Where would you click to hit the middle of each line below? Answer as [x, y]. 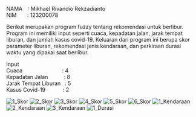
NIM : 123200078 [32, 15]
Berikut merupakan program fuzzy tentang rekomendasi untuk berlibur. [95, 27]
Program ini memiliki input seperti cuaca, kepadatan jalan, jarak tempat [94, 33]
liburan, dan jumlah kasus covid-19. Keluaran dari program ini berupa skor [98, 40]
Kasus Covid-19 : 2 [38, 90]
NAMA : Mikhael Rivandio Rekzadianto [56, 9]
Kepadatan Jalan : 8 [38, 77]
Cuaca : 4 [38, 71]
